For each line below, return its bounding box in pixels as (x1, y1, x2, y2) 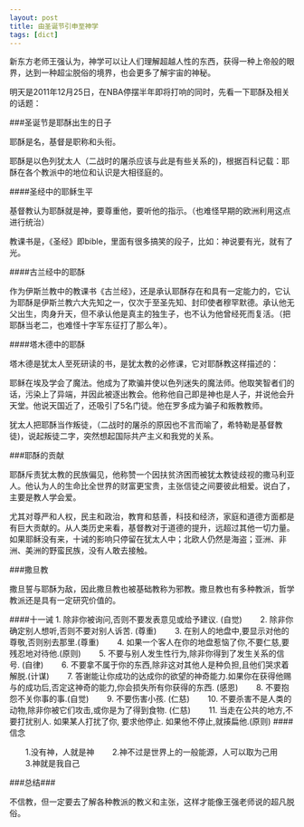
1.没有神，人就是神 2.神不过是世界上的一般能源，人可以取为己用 (24, 746, 279, 757)
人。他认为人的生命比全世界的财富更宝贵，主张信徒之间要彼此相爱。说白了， (9, 481, 295, 492)
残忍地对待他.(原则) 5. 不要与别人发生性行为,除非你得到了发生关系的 (9, 649, 278, 659)
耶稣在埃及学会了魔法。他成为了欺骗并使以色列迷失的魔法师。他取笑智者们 (9, 378, 287, 389)
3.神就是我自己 (24, 758, 81, 769)
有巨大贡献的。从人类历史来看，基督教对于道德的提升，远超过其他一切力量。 (9, 523, 295, 534)
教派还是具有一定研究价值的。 (9, 595, 120, 606)
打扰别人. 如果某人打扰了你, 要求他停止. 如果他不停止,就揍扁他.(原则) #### (16, 716, 294, 727)
